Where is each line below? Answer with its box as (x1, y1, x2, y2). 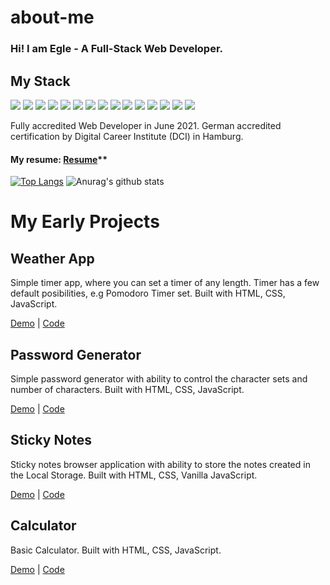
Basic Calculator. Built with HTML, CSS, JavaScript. (10, 544, 222, 556)
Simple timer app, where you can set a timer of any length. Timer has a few (10, 277, 320, 289)
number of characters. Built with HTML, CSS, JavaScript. (10, 383, 245, 395)
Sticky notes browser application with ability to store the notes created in (10, 458, 311, 470)
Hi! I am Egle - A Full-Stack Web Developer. (10, 42, 224, 56)
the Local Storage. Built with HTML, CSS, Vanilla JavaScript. (10, 469, 258, 481)
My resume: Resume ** (10, 153, 108, 165)
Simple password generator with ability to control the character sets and (10, 372, 308, 385)
